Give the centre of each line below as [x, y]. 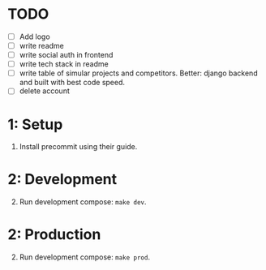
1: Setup [35, 124]
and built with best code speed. [72, 83]
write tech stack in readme [64, 64]
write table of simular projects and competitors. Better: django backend [138, 73]
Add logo [34, 36]
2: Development [62, 180]
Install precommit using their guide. [78, 147]
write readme [41, 46]
